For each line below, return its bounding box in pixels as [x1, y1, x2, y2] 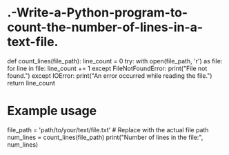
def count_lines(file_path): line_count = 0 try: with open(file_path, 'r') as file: [7, 56, 223, 65]
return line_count [7, 79, 55, 87]
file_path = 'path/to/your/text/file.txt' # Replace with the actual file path [7, 125, 209, 134]
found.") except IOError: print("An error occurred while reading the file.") [7, 71, 212, 80]
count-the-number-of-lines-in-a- [7, 19, 203, 35]
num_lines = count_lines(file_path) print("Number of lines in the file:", [7, 133, 203, 141]
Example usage [7, 103, 97, 118]
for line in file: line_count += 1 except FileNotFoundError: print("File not [7, 64, 208, 72]
